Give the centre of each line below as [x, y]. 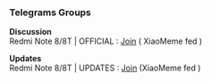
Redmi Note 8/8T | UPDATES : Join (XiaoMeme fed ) [105, 68]
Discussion [30, 32]
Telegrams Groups [51, 12]
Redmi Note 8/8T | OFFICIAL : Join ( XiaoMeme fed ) [106, 41]
